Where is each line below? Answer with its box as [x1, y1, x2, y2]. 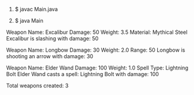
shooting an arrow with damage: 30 [6, 53, 93, 59]
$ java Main [14, 17, 43, 24]
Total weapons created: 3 [6, 82, 69, 89]
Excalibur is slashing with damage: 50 [6, 35, 99, 42]
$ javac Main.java [14, 6, 58, 12]
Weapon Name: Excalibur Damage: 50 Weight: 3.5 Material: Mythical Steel [6, 28, 187, 36]
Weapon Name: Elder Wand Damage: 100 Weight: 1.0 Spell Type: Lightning [6, 64, 189, 71]
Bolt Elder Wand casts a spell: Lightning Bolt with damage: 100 [6, 71, 159, 77]
